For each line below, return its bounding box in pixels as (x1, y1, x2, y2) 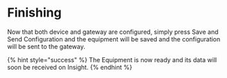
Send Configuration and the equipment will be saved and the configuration (7, 35, 221, 43)
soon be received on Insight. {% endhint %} (7, 63, 133, 71)
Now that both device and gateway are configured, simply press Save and (7, 28, 219, 36)
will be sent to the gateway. (7, 42, 85, 50)
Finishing (7, 5, 62, 21)
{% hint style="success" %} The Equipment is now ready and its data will (7, 55, 217, 64)
